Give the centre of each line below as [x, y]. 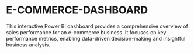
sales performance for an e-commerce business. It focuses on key [86, 32]
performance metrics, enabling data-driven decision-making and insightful [96, 38]
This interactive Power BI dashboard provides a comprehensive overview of [97, 26]
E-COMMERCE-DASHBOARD [77, 10]
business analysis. [28, 45]
